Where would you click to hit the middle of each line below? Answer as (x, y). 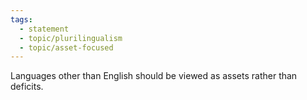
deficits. (27, 87)
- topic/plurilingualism (71, 38)
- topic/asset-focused (66, 47)
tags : (21, 19)
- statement (44, 29)
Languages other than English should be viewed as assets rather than (154, 76)
